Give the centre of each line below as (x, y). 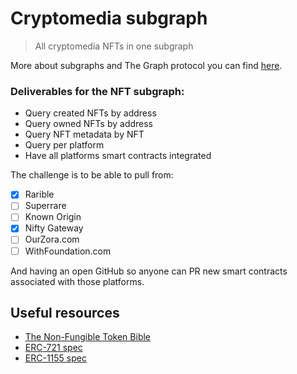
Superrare (45, 206)
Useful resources (65, 313)
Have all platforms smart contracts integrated (118, 156)
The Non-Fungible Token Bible (88, 337)
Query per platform (64, 145)
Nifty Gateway (54, 228)
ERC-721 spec (53, 348)
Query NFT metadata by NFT (84, 134)
